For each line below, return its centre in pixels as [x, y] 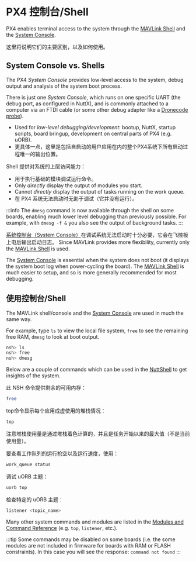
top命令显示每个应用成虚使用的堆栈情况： [56, 411]
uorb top [17, 487]
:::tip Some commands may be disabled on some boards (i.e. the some [91, 539]
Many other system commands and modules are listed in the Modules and [95, 522]
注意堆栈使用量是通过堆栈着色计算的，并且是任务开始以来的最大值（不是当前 [98, 433]
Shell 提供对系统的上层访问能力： [46, 166]
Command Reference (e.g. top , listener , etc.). [62, 528]
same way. [19, 319]
